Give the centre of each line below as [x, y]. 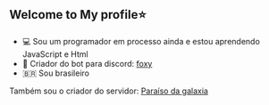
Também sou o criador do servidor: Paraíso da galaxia [109, 91]
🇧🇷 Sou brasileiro [55, 73]
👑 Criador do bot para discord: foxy [87, 63]
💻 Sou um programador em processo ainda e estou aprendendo [141, 41]
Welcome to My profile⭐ [78, 15]
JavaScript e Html [55, 54]
